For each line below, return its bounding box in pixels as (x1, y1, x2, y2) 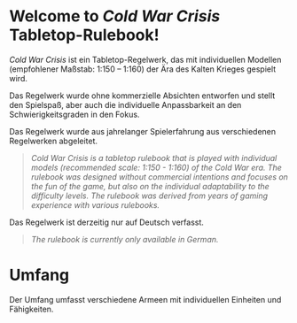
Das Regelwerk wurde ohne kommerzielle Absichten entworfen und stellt (9, 90, 276, 101)
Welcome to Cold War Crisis (9, 6, 221, 27)
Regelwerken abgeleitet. (9, 135, 98, 146)
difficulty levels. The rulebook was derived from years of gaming (30, 190, 269, 201)
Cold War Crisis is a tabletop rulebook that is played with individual (30, 152, 277, 163)
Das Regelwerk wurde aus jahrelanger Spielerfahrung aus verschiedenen (9, 126, 277, 136)
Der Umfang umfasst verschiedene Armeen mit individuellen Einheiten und (9, 294, 282, 304)
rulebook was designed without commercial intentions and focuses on (30, 171, 288, 182)
